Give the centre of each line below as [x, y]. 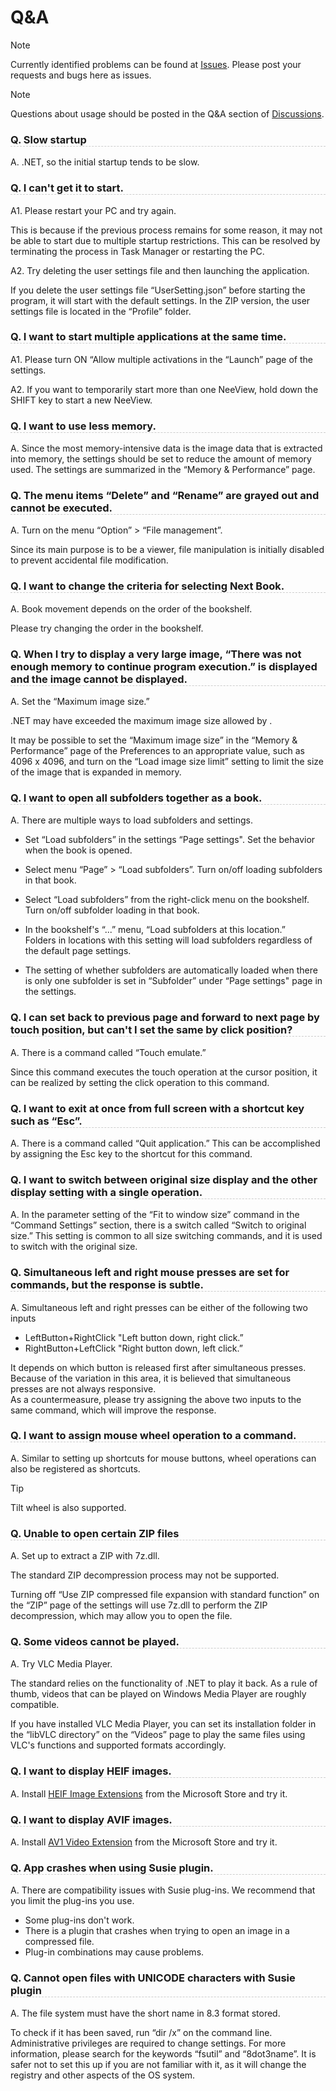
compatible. [35, 1705]
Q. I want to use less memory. [83, 426]
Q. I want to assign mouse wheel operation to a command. [153, 1436]
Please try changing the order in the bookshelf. [107, 628]
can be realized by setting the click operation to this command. [140, 1082]
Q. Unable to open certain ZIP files [95, 1533]
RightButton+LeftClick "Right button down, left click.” [133, 1348]
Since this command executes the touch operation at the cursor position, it [164, 1072]
